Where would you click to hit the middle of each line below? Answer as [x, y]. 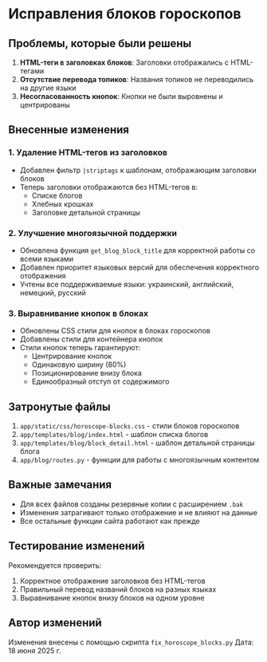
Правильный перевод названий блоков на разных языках [118, 589]
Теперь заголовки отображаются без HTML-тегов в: [108, 187]
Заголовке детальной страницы [86, 212]
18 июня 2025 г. [35, 650]
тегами [32, 71]
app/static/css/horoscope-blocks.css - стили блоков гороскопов [130, 426]
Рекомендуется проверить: [55, 565]
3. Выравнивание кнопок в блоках [79, 313]
